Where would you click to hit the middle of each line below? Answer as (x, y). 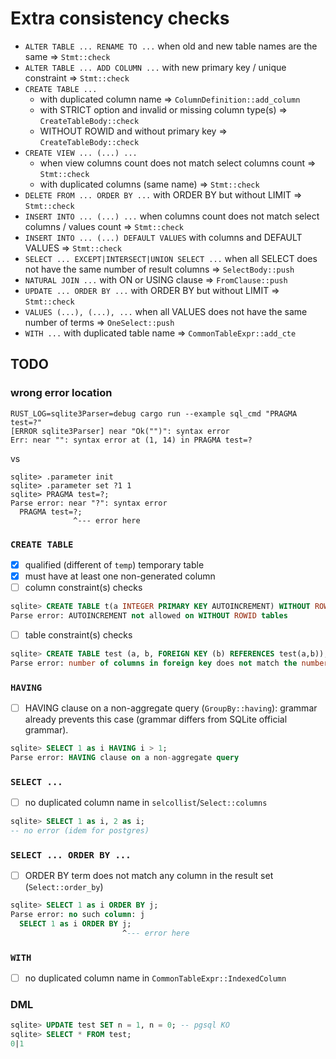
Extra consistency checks (120, 18)
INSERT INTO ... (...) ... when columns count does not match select (172, 216)
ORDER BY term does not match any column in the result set (149, 876)
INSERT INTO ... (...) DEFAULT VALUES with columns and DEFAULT (163, 237)
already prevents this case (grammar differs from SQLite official (156, 719)
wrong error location (61, 393)
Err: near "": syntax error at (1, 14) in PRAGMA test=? (131, 440)
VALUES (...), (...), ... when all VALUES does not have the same (166, 311)
